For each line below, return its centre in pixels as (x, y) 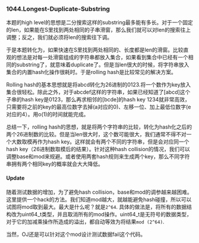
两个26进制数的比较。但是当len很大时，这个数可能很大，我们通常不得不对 (97, 135)
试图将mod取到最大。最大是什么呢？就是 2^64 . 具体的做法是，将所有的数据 (97, 207)
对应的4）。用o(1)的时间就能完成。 (48, 114)
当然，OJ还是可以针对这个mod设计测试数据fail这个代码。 (76, 234)
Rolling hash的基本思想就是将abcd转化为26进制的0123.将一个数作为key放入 (99, 85)
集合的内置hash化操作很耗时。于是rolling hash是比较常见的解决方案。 (91, 72)
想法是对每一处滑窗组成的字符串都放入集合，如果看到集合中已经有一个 (102, 57)
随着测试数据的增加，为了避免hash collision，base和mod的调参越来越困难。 (99, 192)
